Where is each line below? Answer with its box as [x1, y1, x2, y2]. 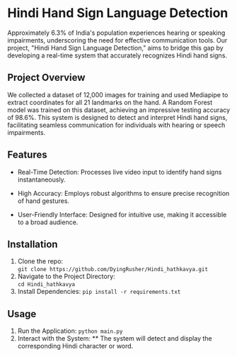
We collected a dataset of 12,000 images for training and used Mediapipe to [7, 90, 229, 99]
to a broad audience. [17, 218, 79, 226]
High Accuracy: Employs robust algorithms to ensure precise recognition [17, 189, 230, 197]
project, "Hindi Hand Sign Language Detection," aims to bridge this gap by [7, 43, 224, 52]
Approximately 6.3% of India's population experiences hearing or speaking [7, 28, 226, 37]
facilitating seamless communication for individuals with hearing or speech [7, 121, 226, 129]
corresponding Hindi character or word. [17, 342, 134, 351]
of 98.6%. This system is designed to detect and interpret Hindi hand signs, [7, 113, 228, 121]
